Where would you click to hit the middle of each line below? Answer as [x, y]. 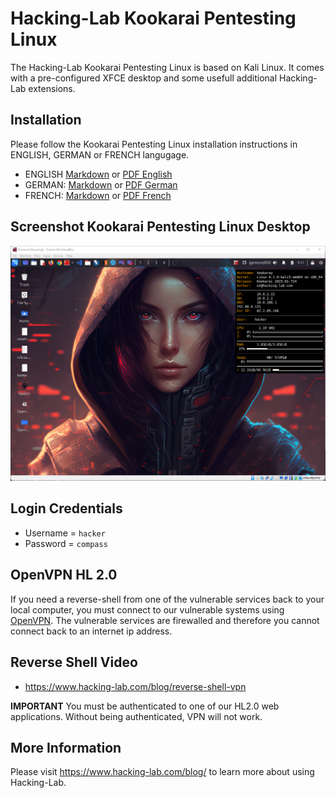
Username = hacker [65, 533]
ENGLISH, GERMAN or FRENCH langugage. [100, 154]
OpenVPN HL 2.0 [64, 575]
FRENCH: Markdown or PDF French [98, 195]
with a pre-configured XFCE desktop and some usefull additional [144, 78]
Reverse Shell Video [74, 662]
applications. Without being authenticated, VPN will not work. [136, 716]
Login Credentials [66, 508]
